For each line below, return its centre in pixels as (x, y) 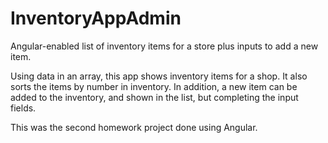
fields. (23, 108)
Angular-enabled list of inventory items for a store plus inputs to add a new (164, 46)
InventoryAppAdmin (96, 18)
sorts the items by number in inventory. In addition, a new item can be (154, 86)
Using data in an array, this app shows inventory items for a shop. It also (159, 76)
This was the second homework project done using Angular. (134, 127)
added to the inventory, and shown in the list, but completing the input (154, 97)
